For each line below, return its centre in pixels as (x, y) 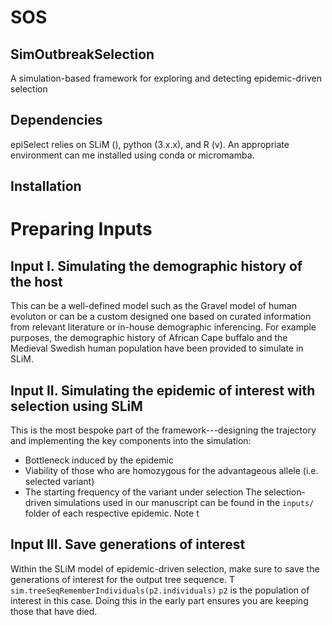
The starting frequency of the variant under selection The (143, 492)
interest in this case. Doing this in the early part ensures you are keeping (159, 600)
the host (36, 281)
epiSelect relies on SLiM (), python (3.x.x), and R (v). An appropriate (150, 144)
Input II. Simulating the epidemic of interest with (163, 390)
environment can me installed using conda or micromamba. (132, 155)
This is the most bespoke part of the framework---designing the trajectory (163, 430)
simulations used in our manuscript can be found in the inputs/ (184, 503)
